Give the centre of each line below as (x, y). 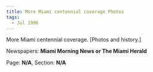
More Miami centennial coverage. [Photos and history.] (74, 40)
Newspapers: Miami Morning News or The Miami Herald (77, 51)
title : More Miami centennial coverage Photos (65, 12)
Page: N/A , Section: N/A (36, 62)
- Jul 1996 (25, 23)
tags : (13, 17)
